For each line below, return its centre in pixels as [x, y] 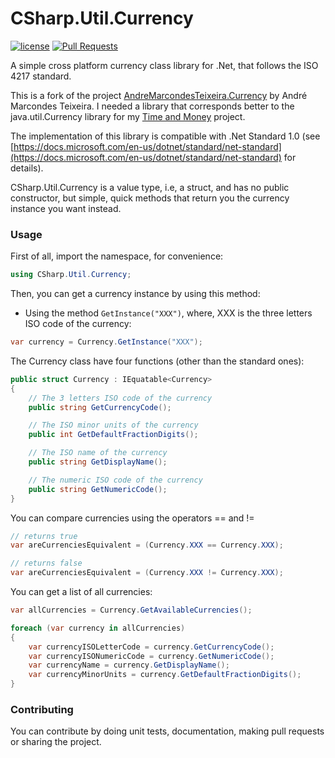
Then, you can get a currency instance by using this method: [135, 294]
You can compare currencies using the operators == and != [132, 518]
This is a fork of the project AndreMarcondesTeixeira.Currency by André [159, 95]
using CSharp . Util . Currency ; [71, 275]
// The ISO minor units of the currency [113, 425]
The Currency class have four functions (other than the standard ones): [157, 361]
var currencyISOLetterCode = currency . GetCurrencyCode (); [151, 647]
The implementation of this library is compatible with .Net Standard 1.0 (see [165, 136]
